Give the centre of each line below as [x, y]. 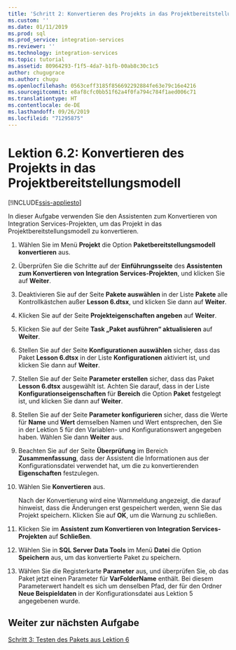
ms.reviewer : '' [32, 46]
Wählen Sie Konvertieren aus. [62, 486]
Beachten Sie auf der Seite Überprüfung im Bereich [93, 450]
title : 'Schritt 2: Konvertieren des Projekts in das [88, 14]
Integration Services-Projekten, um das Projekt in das [85, 223]
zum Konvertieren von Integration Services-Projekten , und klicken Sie [122, 273]
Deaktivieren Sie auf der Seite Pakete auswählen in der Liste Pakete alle [123, 294]
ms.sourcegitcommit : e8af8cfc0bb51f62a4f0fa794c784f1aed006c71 [102, 92]
